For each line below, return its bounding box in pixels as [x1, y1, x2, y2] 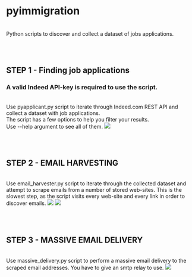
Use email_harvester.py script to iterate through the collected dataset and [6, 180, 186, 187]
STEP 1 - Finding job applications [6, 66, 130, 76]
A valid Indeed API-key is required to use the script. [6, 83, 158, 92]
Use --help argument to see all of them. [6, 123, 103, 130]
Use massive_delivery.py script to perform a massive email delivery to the [6, 257, 187, 264]
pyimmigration [6, 4, 80, 18]
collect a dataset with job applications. [6, 109, 100, 117]
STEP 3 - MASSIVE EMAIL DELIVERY [6, 235, 143, 245]
